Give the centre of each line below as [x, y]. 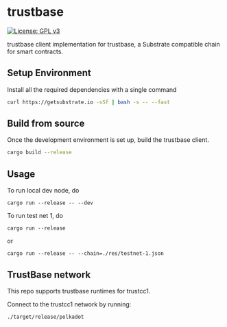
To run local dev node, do [43, 191]
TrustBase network [49, 275]
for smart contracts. [35, 51]
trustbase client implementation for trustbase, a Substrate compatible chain [114, 44]
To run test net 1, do [35, 216]
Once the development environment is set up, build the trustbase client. [108, 140]
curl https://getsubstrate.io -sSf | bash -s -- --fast [88, 102]
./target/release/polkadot [46, 317]
